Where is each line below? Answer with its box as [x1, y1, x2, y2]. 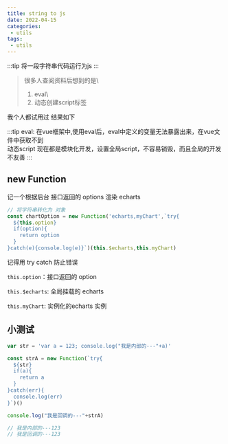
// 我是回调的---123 [7, 431, 60, 438]
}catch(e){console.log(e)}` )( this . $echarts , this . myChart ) [7, 245, 176, 252]
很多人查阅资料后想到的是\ [23, 76, 99, 85]
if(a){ [13, 368, 32, 375]
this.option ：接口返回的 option [7, 272, 98, 280]
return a [19, 374, 45, 381]
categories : [7, 23, 41, 30]
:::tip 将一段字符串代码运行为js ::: [7, 62, 100, 69]
